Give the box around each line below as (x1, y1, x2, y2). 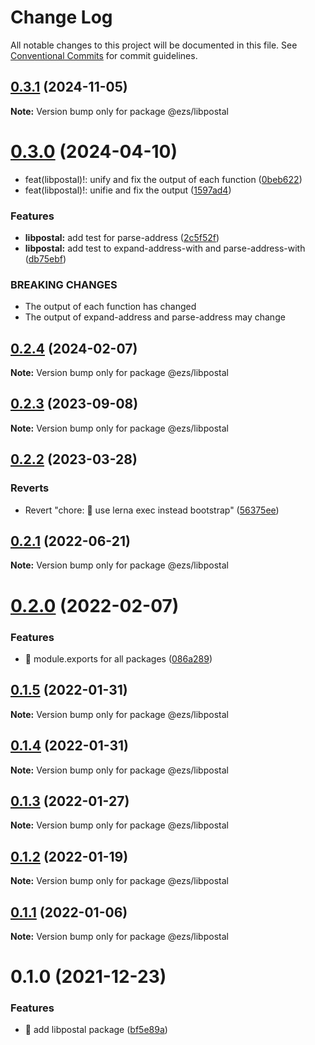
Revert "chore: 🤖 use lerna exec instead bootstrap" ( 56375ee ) (24, 504, 280, 516)
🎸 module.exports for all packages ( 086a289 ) (24, 652, 213, 665)
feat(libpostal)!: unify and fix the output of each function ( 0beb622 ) (24, 173, 303, 185)
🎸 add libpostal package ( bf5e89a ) (24, 1024, 168, 1036)
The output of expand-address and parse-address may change (24, 311, 286, 323)
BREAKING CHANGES (10, 277, 118, 291)
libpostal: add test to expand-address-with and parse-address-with (24, 242, 306, 254)
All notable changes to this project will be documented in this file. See (10, 39, 298, 51)
